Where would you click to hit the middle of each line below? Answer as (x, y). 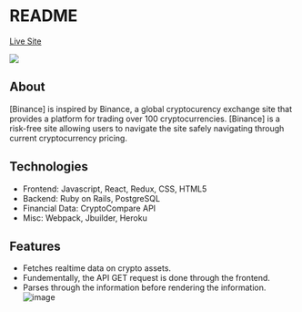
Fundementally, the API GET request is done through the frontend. (146, 278)
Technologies (49, 166)
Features (35, 246)
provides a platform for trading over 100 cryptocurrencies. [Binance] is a (145, 119)
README (44, 16)
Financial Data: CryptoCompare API (89, 208)
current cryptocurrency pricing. (68, 138)
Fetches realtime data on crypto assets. (96, 268)
